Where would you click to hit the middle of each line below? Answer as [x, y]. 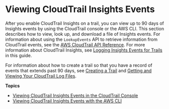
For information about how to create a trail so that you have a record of [79, 65]
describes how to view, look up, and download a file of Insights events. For [83, 34]
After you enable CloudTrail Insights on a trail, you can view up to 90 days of [84, 23]
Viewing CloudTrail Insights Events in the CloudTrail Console [75, 95]
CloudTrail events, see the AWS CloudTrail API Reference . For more [75, 44]
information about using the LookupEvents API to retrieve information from [81, 39]
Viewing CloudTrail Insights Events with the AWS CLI [67, 101]
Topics [13, 86]
